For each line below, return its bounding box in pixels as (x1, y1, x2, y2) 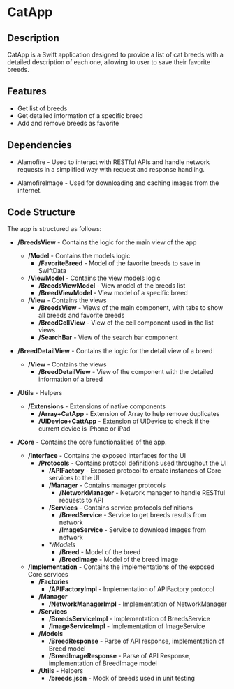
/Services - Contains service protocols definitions (48, 503, 193, 512)
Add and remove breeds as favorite (17, 119, 119, 127)
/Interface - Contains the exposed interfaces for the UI (27, 452, 187, 460)
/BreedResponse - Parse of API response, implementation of (48, 637, 225, 646)
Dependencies (7, 139, 72, 151)
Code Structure (7, 207, 75, 218)
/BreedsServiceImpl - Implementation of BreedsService (48, 615, 211, 623)
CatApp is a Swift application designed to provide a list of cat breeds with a (7, 50, 224, 59)
